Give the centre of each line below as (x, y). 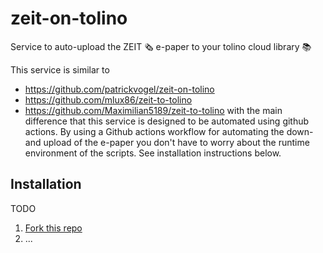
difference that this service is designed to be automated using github (167, 121)
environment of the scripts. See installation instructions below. (153, 153)
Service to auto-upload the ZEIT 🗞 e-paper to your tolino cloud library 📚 (161, 46)
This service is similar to (60, 69)
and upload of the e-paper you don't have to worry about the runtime (167, 142)
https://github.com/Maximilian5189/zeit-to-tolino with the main (153, 110)
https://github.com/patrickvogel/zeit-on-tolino (119, 89)
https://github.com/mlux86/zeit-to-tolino (108, 99)
